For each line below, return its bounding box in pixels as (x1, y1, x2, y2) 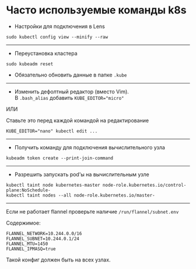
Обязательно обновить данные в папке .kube (14, 71, 127, 78)
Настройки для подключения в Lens (14, 23, 105, 30)
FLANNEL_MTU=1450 (6, 240, 48, 247)
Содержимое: (6, 219, 41, 226)
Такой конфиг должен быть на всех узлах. (6, 256, 111, 263)
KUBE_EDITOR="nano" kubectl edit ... (6, 128, 98, 134)
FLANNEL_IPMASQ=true (6, 246, 57, 251)
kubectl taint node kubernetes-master (6, 182, 100, 188)
